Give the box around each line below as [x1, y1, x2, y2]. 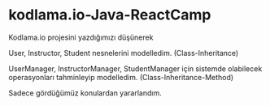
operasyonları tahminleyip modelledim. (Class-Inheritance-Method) [8, 72, 234, 82]
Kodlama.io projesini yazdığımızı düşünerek [8, 32, 154, 42]
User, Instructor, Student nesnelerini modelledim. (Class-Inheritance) [8, 48, 239, 57]
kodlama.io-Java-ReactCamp [8, 6, 211, 24]
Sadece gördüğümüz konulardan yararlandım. [8, 87, 162, 98]
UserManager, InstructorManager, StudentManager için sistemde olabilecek [8, 63, 263, 74]
